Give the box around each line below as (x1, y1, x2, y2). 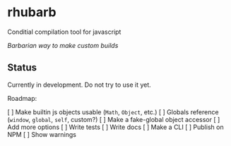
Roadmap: (7, 94, 37, 102)
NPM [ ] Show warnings (7, 130, 76, 138)
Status (7, 61, 37, 74)
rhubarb (7, 4, 57, 20)
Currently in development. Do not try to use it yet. (7, 80, 152, 89)
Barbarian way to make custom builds (7, 41, 119, 49)
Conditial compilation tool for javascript (7, 28, 122, 36)
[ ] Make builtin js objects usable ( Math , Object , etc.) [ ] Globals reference (7, 107, 219, 116)
